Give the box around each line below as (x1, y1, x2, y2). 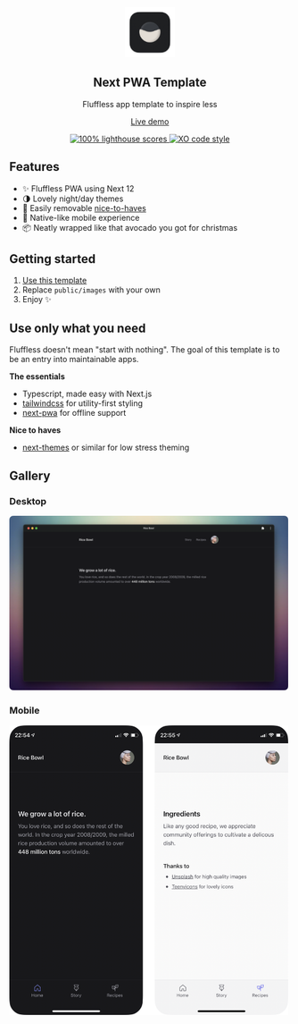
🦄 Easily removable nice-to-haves (21, 202, 147, 213)
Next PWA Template (93, 75, 207, 90)
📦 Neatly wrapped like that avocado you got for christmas (21, 222, 238, 233)
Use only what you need (9, 320, 146, 335)
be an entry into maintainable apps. (9, 354, 139, 365)
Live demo (130, 115, 170, 127)
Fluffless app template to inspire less (82, 98, 218, 109)
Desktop (9, 495, 47, 507)
